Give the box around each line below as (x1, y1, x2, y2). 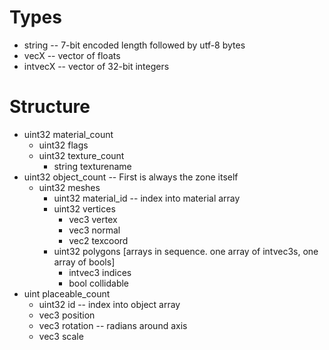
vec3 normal (68, 224, 121, 236)
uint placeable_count (23, 287, 111, 300)
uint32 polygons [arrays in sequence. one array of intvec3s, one (53, 245, 319, 257)
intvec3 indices (68, 266, 132, 278)
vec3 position (38, 309, 96, 321)
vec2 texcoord (68, 234, 129, 246)
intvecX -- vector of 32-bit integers (23, 60, 170, 72)
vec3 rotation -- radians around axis (38, 319, 188, 331)
